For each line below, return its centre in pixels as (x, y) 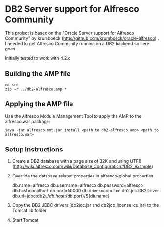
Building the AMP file (38, 74)
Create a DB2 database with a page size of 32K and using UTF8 (77, 161)
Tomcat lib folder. (30, 211)
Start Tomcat (25, 220)
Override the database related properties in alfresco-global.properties (83, 176)
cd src (12, 85)
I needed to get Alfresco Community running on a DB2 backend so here (77, 43)
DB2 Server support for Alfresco (72, 9)
